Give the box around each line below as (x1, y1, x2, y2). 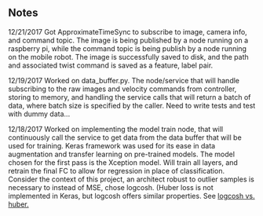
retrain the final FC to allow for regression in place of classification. (8, 166, 225, 175)
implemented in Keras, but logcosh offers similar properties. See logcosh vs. (8, 191, 255, 200)
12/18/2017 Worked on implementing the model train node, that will (8, 124, 224, 134)
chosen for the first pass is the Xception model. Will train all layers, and (8, 157, 238, 167)
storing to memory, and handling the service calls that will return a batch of (8, 92, 251, 101)
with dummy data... (8, 109, 71, 119)
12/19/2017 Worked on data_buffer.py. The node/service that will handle (8, 75, 240, 85)
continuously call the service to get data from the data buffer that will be (8, 133, 242, 142)
